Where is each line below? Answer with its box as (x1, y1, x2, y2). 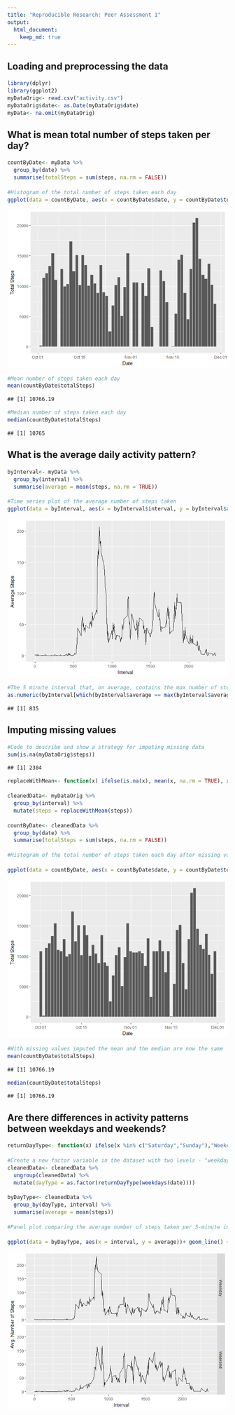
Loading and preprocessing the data (7, 60, 169, 72)
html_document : (13, 26, 58, 33)
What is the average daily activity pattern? (7, 449, 197, 461)
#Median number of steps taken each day (7, 409, 127, 417)
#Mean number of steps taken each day (7, 375, 120, 382)
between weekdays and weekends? (7, 1123, 166, 1135)
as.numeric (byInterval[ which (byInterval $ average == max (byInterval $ (7, 691, 211, 698)
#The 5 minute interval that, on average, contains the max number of (7, 684, 218, 691)
